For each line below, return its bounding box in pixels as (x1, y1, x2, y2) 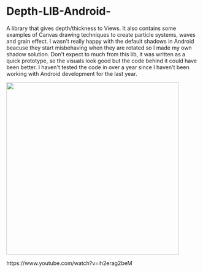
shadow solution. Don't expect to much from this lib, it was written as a (6, 50, 186, 58)
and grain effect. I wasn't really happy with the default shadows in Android (6, 37, 194, 45)
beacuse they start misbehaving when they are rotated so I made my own (6, 44, 192, 51)
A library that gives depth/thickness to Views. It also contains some (6, 24, 177, 32)
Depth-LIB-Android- (6, 4, 111, 18)
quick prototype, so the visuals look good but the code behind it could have (6, 57, 197, 64)
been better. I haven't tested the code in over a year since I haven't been (6, 63, 190, 71)
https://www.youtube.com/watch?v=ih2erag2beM (6, 259, 133, 267)
